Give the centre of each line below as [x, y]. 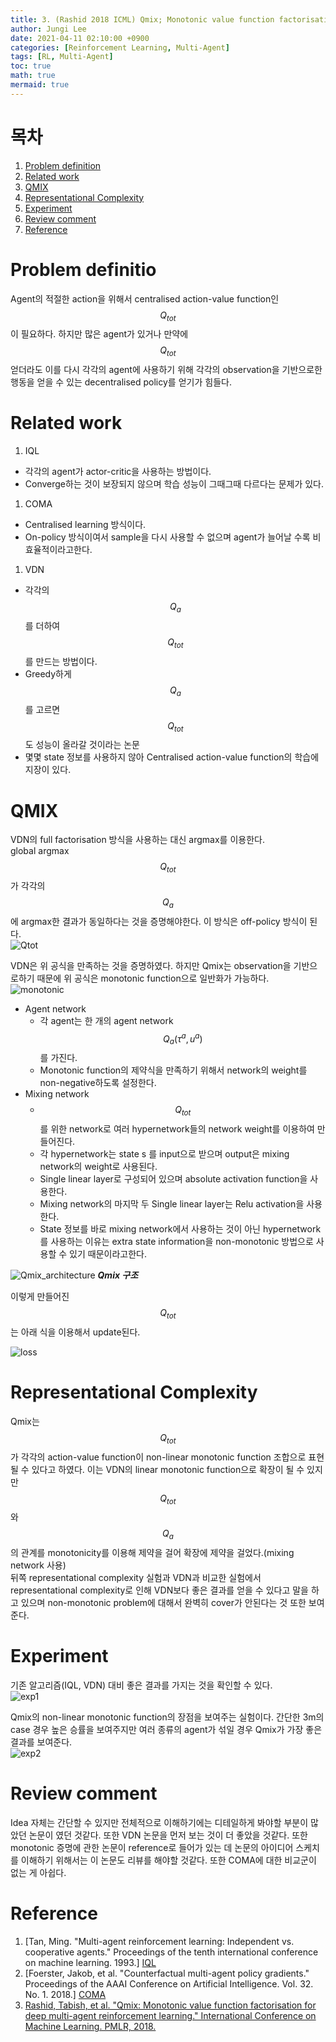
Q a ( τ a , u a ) [183, 1039]
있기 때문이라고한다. [108, 1254]
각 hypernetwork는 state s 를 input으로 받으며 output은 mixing [164, 1154]
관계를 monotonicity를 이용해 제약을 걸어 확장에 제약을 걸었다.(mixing [157, 1553]
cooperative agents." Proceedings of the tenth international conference [171, 1952]
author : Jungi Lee [48, 29]
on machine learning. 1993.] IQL [90, 1963]
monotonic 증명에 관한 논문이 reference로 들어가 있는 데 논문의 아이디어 [152, 1848]
